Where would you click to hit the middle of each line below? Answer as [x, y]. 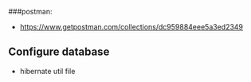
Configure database [59, 52]
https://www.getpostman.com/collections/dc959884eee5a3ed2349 [131, 27]
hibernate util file [47, 71]
